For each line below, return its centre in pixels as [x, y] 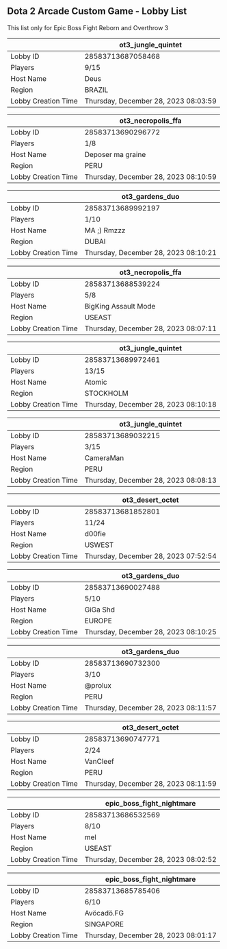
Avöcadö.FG [104, 913]
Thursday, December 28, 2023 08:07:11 [150, 328]
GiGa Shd [99, 610]
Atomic [96, 382]
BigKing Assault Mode [120, 306]
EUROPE [98, 621]
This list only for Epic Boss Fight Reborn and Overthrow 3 [88, 27]
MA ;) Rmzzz [105, 230]
